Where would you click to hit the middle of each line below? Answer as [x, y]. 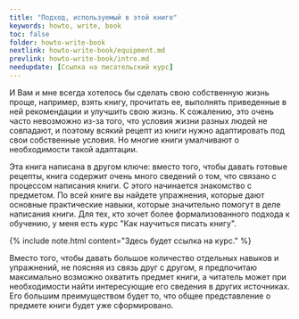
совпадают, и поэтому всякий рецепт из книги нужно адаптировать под [147, 130]
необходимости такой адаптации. [74, 149]
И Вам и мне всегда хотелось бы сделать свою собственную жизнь [139, 92]
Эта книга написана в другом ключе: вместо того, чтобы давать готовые [149, 167]
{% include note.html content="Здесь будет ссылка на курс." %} [130, 241]
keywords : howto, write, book [66, 26]
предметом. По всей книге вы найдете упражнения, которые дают [137, 195]
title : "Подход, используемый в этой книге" [93, 17]
